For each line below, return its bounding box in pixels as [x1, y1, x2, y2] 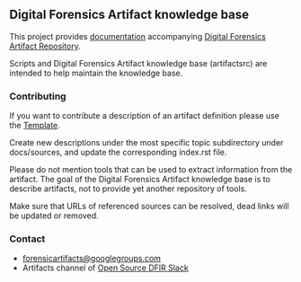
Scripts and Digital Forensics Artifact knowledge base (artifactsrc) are [9, 57, 268, 68]
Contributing [9, 90, 66, 102]
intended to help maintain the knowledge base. [9, 67, 183, 78]
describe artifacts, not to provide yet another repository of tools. [9, 183, 247, 194]
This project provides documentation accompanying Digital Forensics [9, 31, 267, 41]
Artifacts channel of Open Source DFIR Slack [22, 262, 189, 273]
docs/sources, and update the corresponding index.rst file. [9, 147, 227, 158]
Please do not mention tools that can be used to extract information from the [9, 164, 293, 175]
